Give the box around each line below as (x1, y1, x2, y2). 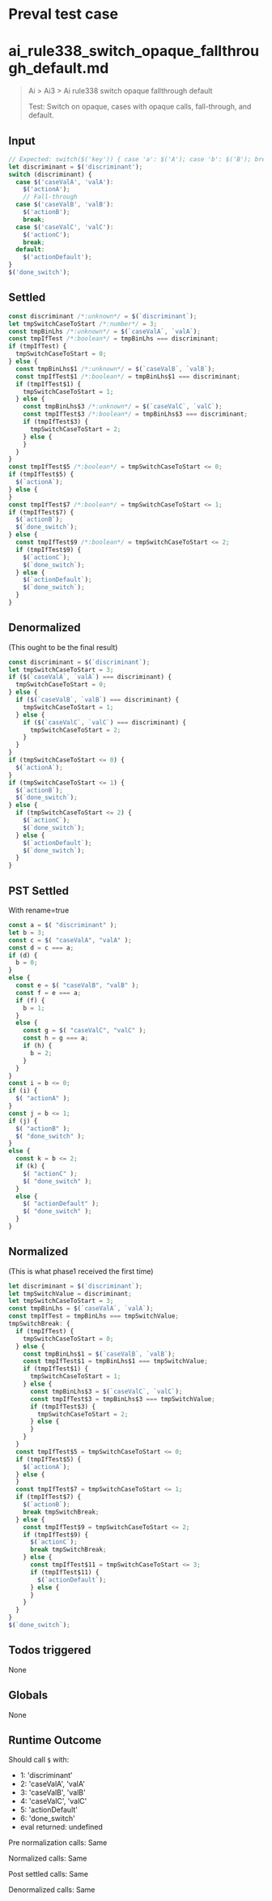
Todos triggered (8, 1643, 91, 1657)
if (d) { (8, 951, 38, 959)
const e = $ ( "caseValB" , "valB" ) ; (15, 981, 139, 989)
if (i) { (8, 1087, 38, 1095)
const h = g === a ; (23, 1034, 89, 1042)
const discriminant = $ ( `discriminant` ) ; (8, 658, 151, 666)
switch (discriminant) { (8, 170, 92, 178)
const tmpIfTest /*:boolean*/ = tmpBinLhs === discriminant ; (8, 335, 219, 343)
